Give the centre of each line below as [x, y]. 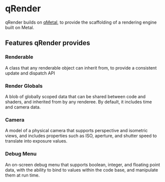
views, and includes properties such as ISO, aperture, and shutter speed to [81, 136]
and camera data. [23, 107]
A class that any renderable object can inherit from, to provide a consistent [81, 68]
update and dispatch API [30, 73]
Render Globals [24, 86]
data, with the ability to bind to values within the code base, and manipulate [82, 170]
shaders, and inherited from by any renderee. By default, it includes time [79, 102]
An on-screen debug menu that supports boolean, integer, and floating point [82, 164]
